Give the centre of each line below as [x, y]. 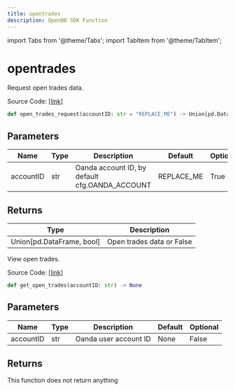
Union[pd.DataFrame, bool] [56, 241]
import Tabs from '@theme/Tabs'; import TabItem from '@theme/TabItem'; [115, 40]
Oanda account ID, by [111, 167]
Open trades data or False [150, 241]
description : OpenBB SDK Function [58, 20]
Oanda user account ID [113, 338]
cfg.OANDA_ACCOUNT [113, 185]
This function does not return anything [63, 380]
